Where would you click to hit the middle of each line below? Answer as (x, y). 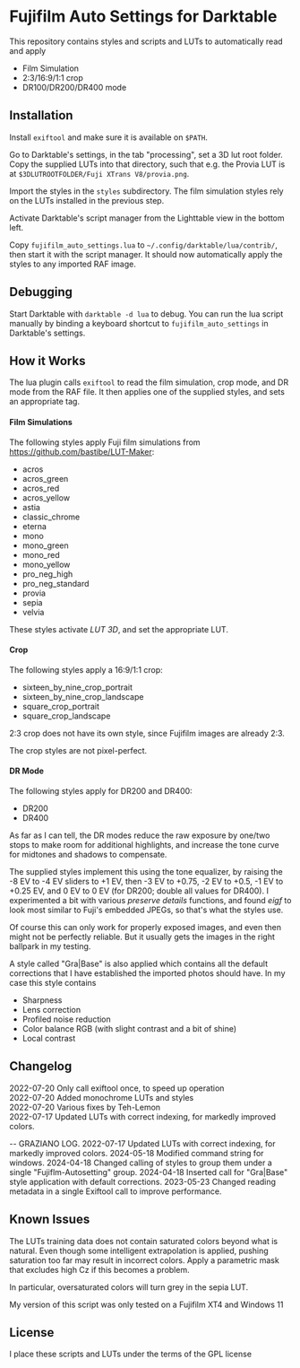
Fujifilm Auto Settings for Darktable (143, 17)
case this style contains (53, 982)
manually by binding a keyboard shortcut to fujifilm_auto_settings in (139, 323)
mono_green (45, 545)
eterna (34, 526)
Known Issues (50, 1220)
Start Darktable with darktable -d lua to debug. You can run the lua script (146, 314)
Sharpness (42, 1000)
